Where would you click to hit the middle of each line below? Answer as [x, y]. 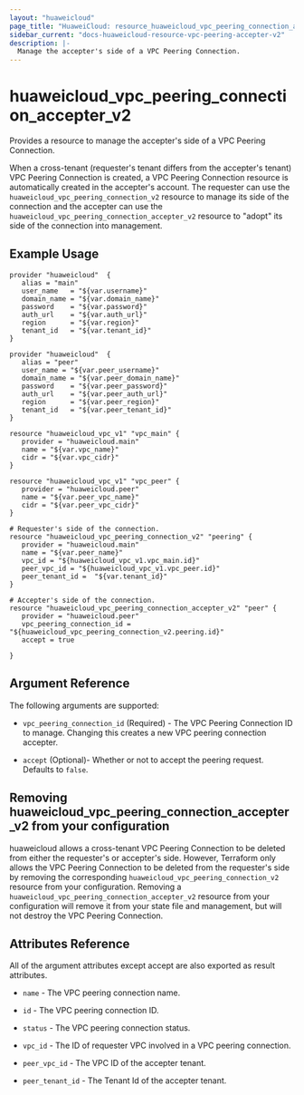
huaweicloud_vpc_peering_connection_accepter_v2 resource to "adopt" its [146, 216]
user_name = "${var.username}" [84, 291]
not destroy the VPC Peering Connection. [86, 916]
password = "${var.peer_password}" [95, 386]
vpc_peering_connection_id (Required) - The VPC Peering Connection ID [157, 722]
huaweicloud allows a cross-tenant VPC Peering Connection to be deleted [147, 848]
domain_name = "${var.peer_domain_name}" [100, 378]
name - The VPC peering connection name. [101, 993]
